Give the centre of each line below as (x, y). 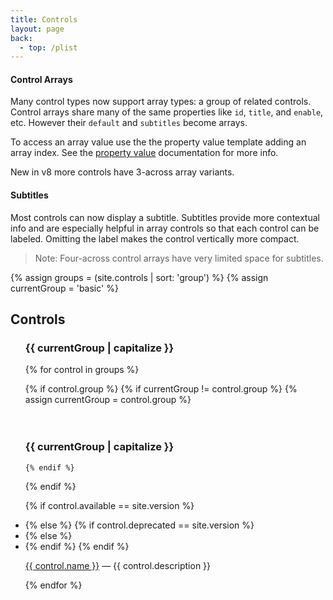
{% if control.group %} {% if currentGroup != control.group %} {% (161, 389)
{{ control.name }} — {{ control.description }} (118, 565)
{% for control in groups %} (82, 370)
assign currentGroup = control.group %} (108, 400)
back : (21, 38)
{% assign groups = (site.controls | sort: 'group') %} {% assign (139, 277)
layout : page (37, 29)
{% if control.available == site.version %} (109, 505)
